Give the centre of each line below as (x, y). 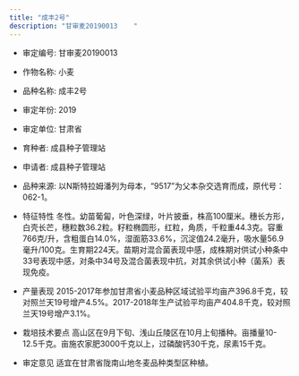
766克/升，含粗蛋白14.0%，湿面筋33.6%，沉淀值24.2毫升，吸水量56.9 (153, 238)
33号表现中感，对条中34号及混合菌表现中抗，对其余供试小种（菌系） (149, 261)
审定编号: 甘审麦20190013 (70, 52)
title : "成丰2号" (39, 17)
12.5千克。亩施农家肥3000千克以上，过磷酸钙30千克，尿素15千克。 (146, 343)
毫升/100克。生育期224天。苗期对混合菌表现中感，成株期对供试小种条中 (155, 249)
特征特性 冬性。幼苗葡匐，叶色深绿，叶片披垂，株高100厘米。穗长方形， (155, 216)
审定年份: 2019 (49, 109)
